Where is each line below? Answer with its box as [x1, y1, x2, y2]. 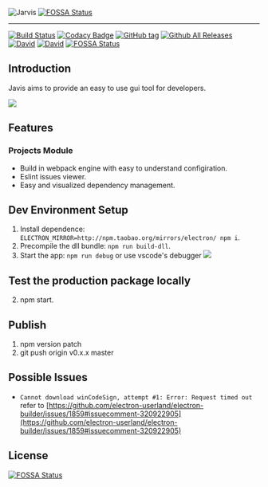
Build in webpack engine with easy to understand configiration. [19, 163, 228, 173]
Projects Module [8, 145, 73, 156]
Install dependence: [19, 224, 85, 234]
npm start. [19, 295, 54, 304]
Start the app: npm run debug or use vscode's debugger [19, 251, 202, 261]
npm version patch [19, 339, 82, 348]
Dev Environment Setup [8, 203, 129, 217]
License [8, 449, 49, 462]
